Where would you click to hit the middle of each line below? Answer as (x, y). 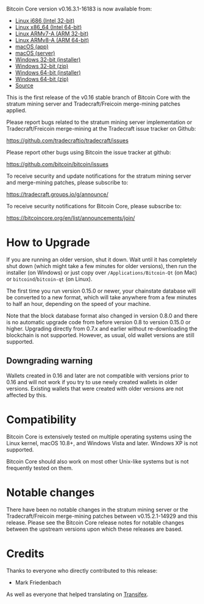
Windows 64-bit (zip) (42, 79)
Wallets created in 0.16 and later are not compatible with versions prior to (98, 376)
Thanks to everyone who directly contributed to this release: (82, 570)
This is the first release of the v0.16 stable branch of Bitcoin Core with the (98, 97)
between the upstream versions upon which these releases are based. (94, 529)
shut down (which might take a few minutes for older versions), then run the (101, 266)
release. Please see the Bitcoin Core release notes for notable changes (95, 522)
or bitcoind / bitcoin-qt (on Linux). (49, 279)
